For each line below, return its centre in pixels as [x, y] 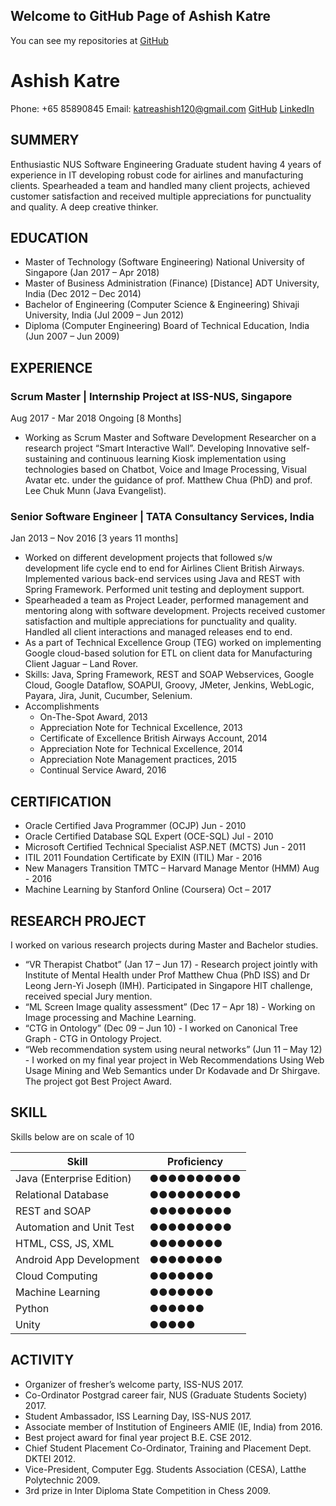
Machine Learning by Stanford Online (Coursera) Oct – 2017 [148, 890]
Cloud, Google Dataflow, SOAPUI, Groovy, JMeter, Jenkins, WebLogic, [169, 685]
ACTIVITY [42, 1360]
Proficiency [195, 1161]
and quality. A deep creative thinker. [84, 206]
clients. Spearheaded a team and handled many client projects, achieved [160, 185]
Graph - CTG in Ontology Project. [93, 1038]
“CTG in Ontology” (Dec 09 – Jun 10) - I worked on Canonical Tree [161, 1028]
